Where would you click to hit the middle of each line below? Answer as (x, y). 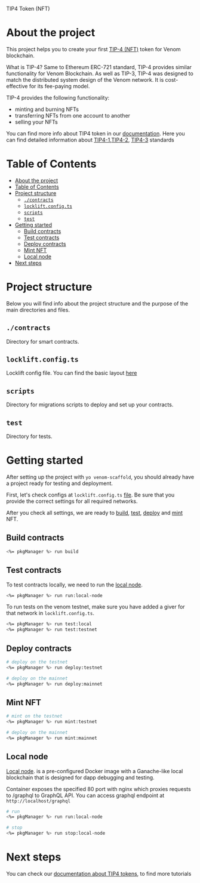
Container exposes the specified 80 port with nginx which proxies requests (99, 789)
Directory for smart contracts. (43, 341)
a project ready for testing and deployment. (60, 483)
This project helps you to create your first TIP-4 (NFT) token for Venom (93, 49)
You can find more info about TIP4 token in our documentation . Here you (96, 133)
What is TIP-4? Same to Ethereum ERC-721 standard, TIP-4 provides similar (99, 67)
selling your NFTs (36, 122)
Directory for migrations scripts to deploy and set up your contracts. (90, 405)
